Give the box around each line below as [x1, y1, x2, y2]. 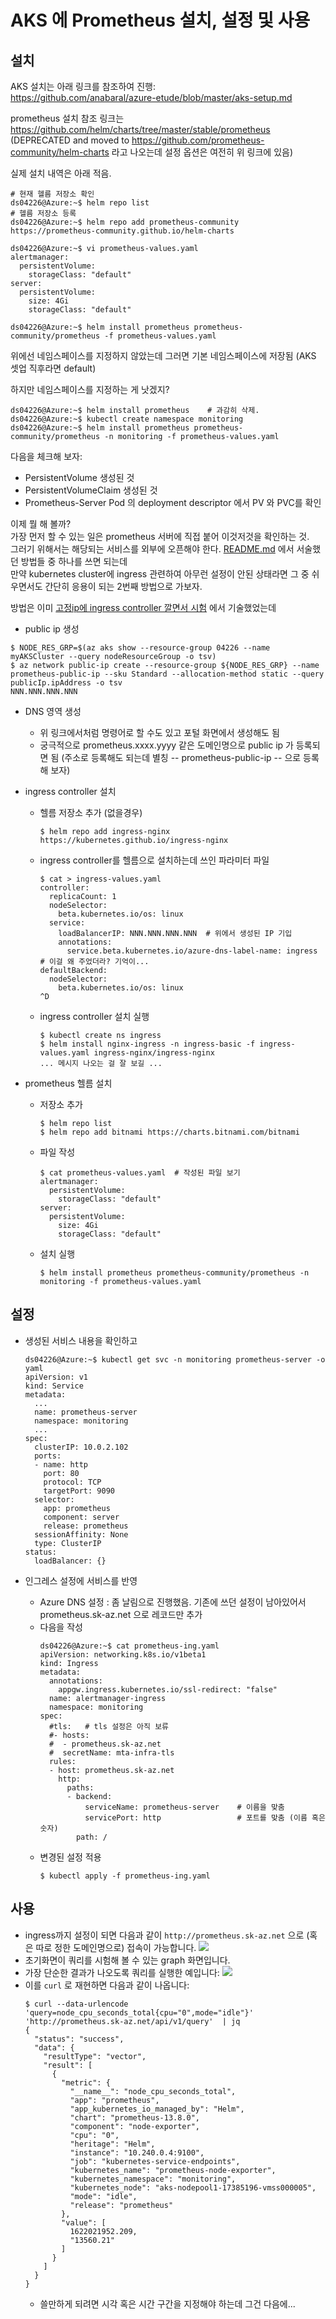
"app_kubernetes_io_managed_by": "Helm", [69, 2104, 245, 2114]
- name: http [34, 1459, 89, 1470]
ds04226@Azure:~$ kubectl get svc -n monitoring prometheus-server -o [24, 1354, 326, 1365]
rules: [48, 1756, 77, 1766]
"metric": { [61, 2077, 111, 2088]
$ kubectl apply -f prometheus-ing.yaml [39, 1871, 211, 1881]
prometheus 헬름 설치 [24, 1077, 113, 1089]
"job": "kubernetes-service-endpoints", [69, 2156, 241, 2166]
